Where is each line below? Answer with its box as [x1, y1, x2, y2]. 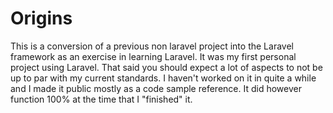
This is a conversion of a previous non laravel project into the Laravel [10, 40, 294, 52]
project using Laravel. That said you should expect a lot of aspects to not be [10, 61, 323, 73]
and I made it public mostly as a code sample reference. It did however [10, 82, 302, 94]
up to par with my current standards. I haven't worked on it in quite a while [10, 72, 317, 84]
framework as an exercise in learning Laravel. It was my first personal [10, 50, 297, 62]
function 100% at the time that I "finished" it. [10, 93, 193, 105]
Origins [10, 7, 73, 30]
